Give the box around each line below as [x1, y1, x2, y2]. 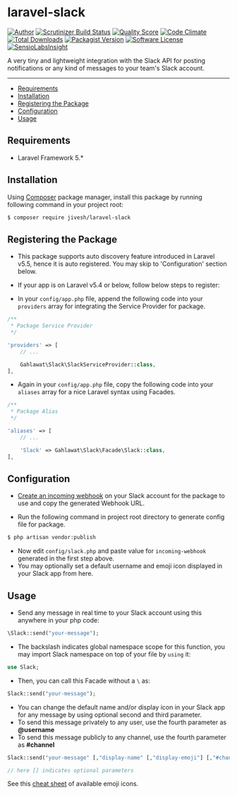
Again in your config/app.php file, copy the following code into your [17, 380, 214, 389]
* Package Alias [10, 408, 59, 416]
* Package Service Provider [10, 322, 93, 329]
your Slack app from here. [17, 570, 94, 578]
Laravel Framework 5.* [17, 153, 84, 162]
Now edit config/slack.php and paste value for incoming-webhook [17, 547, 207, 555]
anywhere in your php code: [17, 616, 100, 624]
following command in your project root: [7, 200, 123, 208]
